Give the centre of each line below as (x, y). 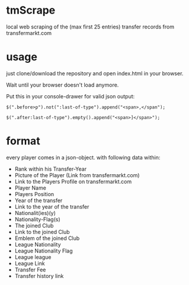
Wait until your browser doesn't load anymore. (63, 85)
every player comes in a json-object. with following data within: (83, 157)
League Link (30, 263)
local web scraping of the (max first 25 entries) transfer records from (90, 27)
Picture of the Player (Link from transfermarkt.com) (77, 175)
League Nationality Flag (44, 251)
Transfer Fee (30, 270)
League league (33, 257)
